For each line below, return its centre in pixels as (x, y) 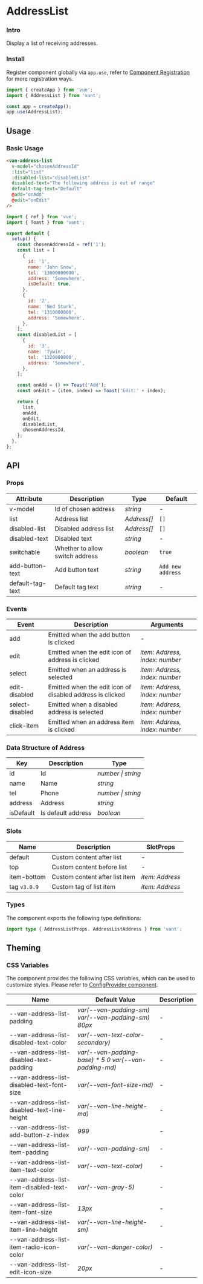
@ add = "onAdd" (28, 195)
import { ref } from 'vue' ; (42, 216)
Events (17, 609)
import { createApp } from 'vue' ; (50, 90)
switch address (76, 556)
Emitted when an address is (87, 669)
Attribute (29, 498)
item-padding (29, 1152)
